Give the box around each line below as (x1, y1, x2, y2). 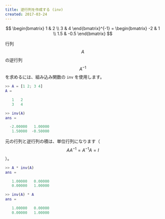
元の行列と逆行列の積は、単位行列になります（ (5, 138, 100, 144)
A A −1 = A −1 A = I (66, 146, 99, 153)
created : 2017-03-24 (5, 12, 48, 17)
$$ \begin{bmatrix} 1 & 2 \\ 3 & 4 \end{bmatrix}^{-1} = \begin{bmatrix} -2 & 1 (5, 25, 160, 31)
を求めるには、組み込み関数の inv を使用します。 (5, 74, 104, 80)
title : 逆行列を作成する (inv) (5, 7, 64, 12)
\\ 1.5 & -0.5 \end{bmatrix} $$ (53, 31, 113, 36)
